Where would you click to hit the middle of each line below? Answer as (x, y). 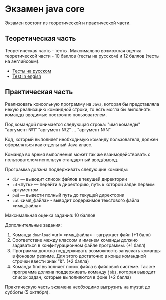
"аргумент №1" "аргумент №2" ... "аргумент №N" (58, 130)
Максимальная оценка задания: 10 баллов (50, 215)
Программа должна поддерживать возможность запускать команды (86, 250)
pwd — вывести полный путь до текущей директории (68, 195)
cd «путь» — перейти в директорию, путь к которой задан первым (83, 184)
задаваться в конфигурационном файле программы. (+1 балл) (79, 245)
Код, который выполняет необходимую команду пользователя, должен (82, 139)
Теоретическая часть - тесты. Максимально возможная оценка (73, 50)
